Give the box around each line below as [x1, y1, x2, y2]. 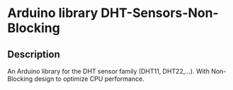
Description [7, 48, 60, 60]
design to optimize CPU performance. [34, 74, 145, 83]
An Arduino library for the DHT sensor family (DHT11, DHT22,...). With [7, 67, 210, 75]
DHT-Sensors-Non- [100, 5, 219, 21]
